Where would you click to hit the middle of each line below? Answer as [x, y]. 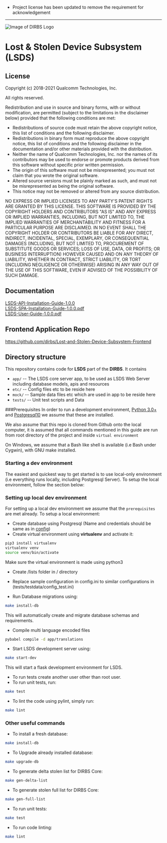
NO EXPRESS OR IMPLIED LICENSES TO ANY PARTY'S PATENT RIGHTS [79, 201]
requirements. [19, 620]
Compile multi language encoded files [51, 630]
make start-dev [21, 658]
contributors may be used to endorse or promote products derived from [86, 160]
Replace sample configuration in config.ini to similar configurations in [83, 581]
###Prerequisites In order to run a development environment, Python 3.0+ [81, 410]
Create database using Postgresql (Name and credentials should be [82, 523]
